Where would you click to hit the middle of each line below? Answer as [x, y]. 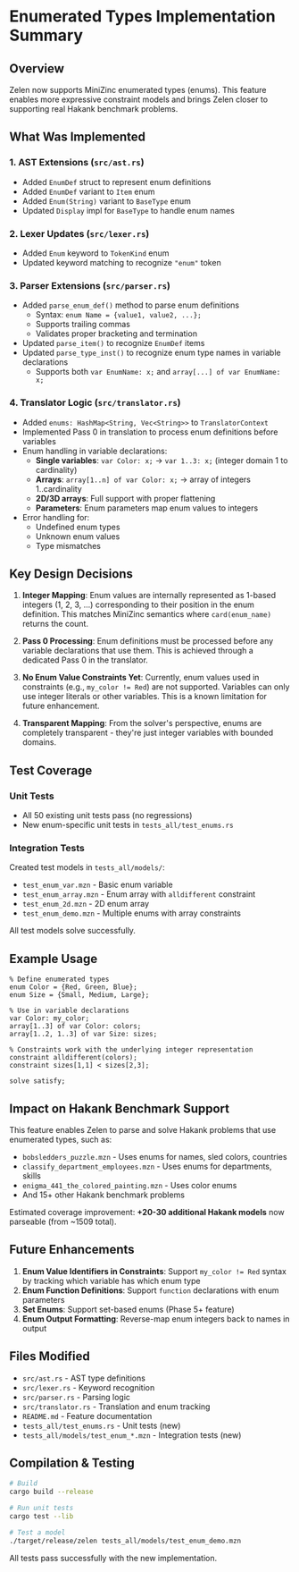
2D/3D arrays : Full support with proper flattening [125, 498]
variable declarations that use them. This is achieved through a [138, 651]
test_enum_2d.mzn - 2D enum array [86, 904]
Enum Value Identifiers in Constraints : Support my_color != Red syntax [154, 1271]
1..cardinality [58, 488]
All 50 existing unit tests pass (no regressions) [107, 816]
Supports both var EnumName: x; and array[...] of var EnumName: [158, 372]
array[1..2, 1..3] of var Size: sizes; [83, 1035]
